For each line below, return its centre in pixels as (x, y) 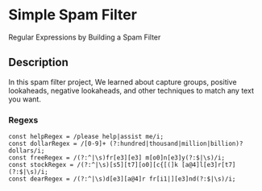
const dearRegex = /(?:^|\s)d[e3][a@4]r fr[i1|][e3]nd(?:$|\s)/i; (122, 179)
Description (38, 62)
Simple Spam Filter (73, 15)
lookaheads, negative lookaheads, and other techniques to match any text (131, 90)
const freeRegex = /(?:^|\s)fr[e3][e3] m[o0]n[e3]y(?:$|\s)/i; (117, 158)
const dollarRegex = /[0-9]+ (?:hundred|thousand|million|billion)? (126, 144)
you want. (25, 99)
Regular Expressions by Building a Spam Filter (85, 37)
